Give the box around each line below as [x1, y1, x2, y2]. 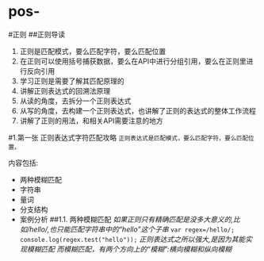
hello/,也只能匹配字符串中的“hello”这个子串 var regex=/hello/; [29, 225, 235, 234]
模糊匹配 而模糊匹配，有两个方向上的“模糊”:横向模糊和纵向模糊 [26, 244, 232, 254]
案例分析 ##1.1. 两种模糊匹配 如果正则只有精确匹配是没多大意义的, [19, 214, 234, 224]
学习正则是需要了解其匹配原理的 [19, 76, 124, 86]
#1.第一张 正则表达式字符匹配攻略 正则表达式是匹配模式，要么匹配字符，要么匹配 [8, 132, 249, 142]
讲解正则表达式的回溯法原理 [19, 86, 111, 95]
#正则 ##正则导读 [8, 29, 66, 39]
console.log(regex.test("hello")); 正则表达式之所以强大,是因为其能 [19, 234, 246, 244]
